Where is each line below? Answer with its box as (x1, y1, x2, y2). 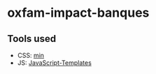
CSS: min (17, 51, 44, 59)
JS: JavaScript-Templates (17, 59, 92, 67)
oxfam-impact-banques (7, 5, 150, 21)
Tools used (7, 33, 57, 45)
